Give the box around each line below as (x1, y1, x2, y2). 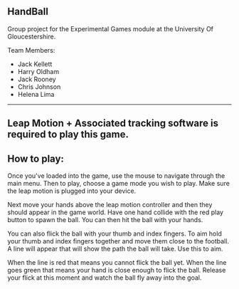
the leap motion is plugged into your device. (7, 186, 137, 195)
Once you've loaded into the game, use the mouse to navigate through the (7, 172, 225, 180)
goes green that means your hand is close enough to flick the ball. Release (7, 266, 226, 275)
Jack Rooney (17, 75, 56, 83)
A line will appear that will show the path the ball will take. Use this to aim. (7, 245, 223, 253)
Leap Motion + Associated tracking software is (7, 117, 219, 130)
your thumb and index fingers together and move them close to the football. (7, 237, 230, 246)
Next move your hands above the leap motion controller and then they (7, 201, 213, 209)
